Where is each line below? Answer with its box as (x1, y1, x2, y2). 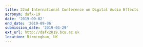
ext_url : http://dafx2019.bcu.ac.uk (5, 30, 80, 35)
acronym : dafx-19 (5, 12, 41, 17)
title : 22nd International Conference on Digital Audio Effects (5, 7, 139, 12)
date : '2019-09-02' (5, 16, 45, 21)
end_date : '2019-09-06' (5, 21, 54, 26)
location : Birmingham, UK (5, 35, 58, 40)
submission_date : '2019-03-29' (5, 25, 69, 30)
